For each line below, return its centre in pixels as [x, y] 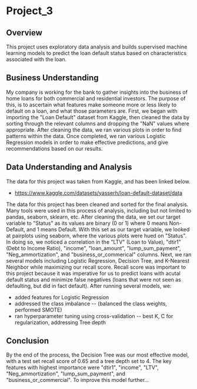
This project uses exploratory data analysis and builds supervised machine [97, 47]
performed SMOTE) [39, 310]
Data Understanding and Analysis [69, 167]
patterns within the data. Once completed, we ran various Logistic [86, 136]
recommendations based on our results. [54, 148]
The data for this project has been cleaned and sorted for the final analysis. [97, 204]
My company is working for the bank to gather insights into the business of [97, 92]
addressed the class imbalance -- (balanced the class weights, [91, 303]
